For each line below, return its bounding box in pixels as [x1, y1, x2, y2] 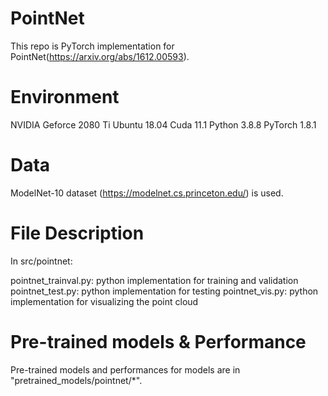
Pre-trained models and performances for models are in [10, 363, 241, 376]
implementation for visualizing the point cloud [10, 295, 199, 307]
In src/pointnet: [10, 255, 73, 267]
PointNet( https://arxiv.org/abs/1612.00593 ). [10, 50, 190, 62]
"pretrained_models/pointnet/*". [10, 374, 143, 386]
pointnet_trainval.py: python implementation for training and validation [10, 274, 299, 286]
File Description [10, 222, 145, 244]
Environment [10, 86, 120, 109]
